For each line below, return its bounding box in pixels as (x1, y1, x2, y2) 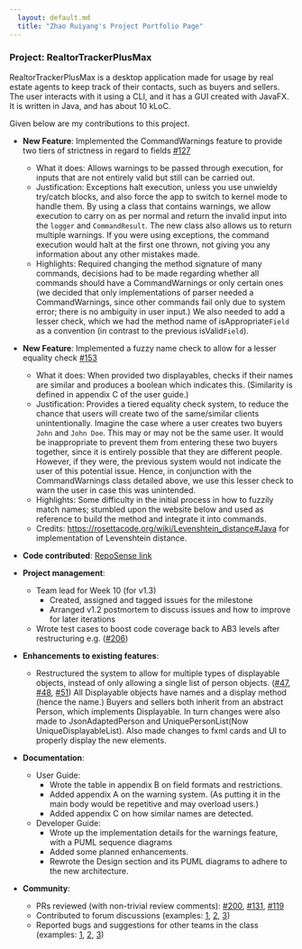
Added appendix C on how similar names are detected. (49, 808, 254, 818)
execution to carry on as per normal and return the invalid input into (35, 210, 287, 221)
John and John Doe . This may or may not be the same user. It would (35, 427, 284, 438)
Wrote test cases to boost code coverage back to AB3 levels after (35, 623, 280, 634)
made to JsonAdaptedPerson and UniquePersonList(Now (35, 716, 249, 726)
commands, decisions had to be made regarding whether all (35, 268, 260, 278)
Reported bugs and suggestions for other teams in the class (35, 919, 259, 930)
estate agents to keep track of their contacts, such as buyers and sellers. (9, 81, 280, 92)
